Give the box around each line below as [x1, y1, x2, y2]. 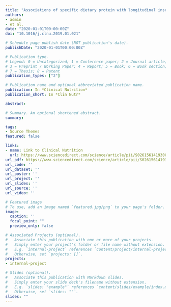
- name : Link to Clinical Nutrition [5, 148, 83, 153]
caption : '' [10, 214, 36, 219]
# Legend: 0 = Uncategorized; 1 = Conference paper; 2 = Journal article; [5, 59, 167, 64]
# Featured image [5, 199, 42, 204]
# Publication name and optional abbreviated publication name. [5, 83, 145, 88]
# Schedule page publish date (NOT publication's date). [5, 40, 129, 46]
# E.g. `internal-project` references [5, 247, 93, 252]
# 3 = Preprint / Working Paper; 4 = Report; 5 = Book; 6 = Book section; [5, 64, 167, 69]
